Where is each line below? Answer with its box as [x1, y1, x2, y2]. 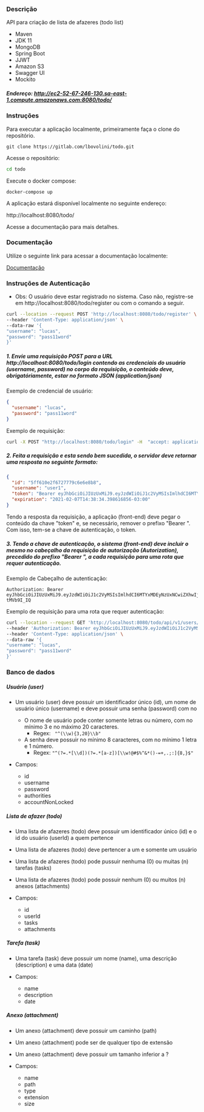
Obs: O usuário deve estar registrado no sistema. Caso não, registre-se [15, 293, 194, 300]
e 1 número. [24, 742, 53, 750]
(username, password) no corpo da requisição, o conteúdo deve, [6, 365, 174, 372]
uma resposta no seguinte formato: [6, 458, 98, 466]
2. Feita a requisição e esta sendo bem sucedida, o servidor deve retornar [6, 452, 197, 460]
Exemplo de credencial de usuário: [6, 387, 93, 394]
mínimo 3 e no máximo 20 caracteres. [24, 723, 120, 730]
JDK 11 [15, 37, 32, 44]
